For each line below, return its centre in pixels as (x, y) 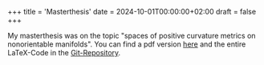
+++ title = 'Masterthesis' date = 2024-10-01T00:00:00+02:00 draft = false (132, 12)
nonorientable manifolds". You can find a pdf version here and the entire (127, 44)
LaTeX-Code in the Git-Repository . (64, 53)
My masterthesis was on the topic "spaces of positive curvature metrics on (132, 36)
